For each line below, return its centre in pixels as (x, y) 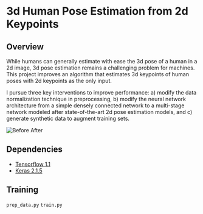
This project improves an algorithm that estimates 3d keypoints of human (98, 74)
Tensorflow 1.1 (33, 164)
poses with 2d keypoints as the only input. (59, 81)
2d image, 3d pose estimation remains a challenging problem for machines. (101, 68)
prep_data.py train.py (34, 205)
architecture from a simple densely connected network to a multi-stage (95, 105)
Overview (25, 47)
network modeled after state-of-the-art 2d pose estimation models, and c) (99, 112)
